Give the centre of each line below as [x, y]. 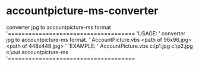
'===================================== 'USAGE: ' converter [96, 33]
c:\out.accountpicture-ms [37, 52]
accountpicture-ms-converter [82, 11]
